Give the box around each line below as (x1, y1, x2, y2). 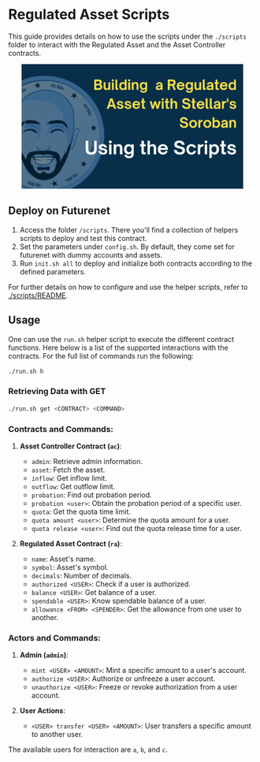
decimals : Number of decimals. (31, 571, 132, 581)
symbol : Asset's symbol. (31, 563, 109, 572)
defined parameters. (19, 266, 87, 277)
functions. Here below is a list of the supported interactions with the (8, 343, 228, 352)
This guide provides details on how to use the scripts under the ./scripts (8, 32, 247, 41)
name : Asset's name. (31, 554, 96, 564)
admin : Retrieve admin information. (31, 457, 143, 466)
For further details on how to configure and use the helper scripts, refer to (8, 282, 248, 292)
